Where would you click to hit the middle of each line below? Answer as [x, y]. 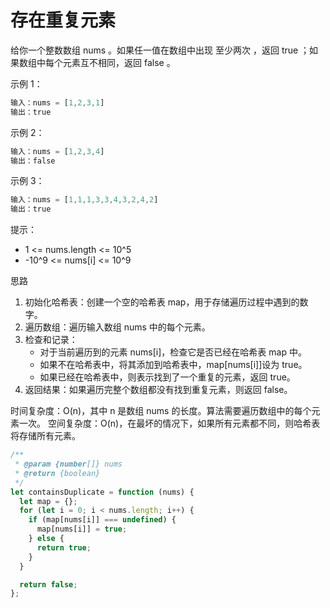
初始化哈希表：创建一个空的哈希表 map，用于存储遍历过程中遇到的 [162, 302]
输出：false [33, 161]
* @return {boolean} [57, 473]
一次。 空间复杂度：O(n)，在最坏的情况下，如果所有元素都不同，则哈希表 [169, 423]
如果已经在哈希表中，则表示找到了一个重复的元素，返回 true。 [167, 377]
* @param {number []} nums [68, 464]
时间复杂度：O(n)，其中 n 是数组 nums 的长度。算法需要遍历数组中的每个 [161, 411]
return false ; [48, 584]
